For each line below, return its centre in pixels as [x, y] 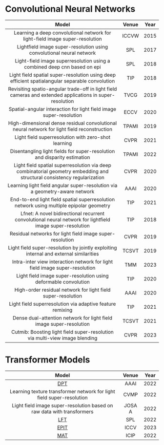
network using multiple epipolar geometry [62, 205]
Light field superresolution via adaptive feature [62, 304]
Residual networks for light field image [53, 233]
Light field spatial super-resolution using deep [62, 75]
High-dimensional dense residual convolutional [62, 123]
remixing [62, 310]
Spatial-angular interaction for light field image [62, 109]
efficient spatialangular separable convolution [62, 81]
